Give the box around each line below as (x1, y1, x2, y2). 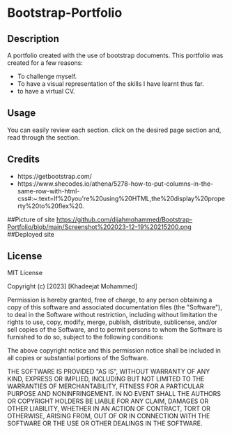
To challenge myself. (17, 72, 77, 80)
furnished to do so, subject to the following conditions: (7, 333, 164, 342)
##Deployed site (7, 230, 54, 238)
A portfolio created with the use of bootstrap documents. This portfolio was (7, 51, 224, 59)
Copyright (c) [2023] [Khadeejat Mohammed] (7, 282, 138, 291)
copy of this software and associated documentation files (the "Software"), (7, 303, 223, 311)
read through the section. (7, 133, 80, 141)
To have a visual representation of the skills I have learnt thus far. (17, 80, 204, 88)
